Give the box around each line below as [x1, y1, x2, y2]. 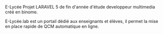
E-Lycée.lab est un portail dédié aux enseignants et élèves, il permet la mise [5, 19, 158, 24]
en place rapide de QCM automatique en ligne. [5, 23, 99, 29]
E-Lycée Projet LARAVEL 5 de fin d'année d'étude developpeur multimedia [5, 4, 155, 10]
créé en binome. [5, 9, 38, 15]
